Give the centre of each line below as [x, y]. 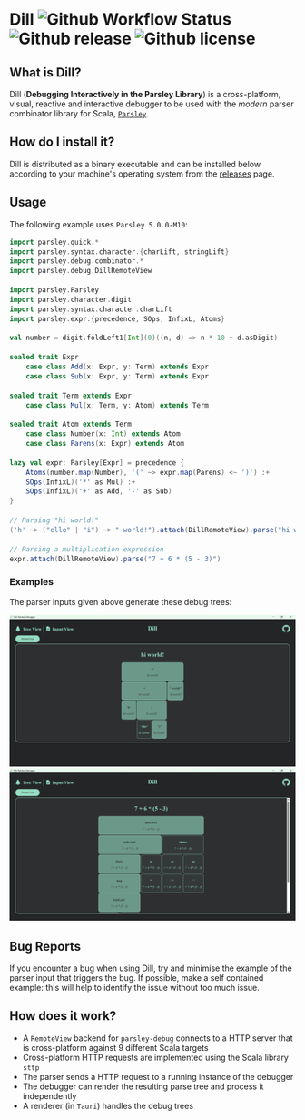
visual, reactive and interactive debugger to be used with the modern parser [152, 104]
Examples [32, 582]
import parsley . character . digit [70, 299]
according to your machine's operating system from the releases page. [142, 174]
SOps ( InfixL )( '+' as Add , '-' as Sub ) [99, 491]
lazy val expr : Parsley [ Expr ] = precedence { [97, 463]
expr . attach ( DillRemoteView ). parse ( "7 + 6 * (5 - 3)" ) [115, 559]
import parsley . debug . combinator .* [77, 261]
